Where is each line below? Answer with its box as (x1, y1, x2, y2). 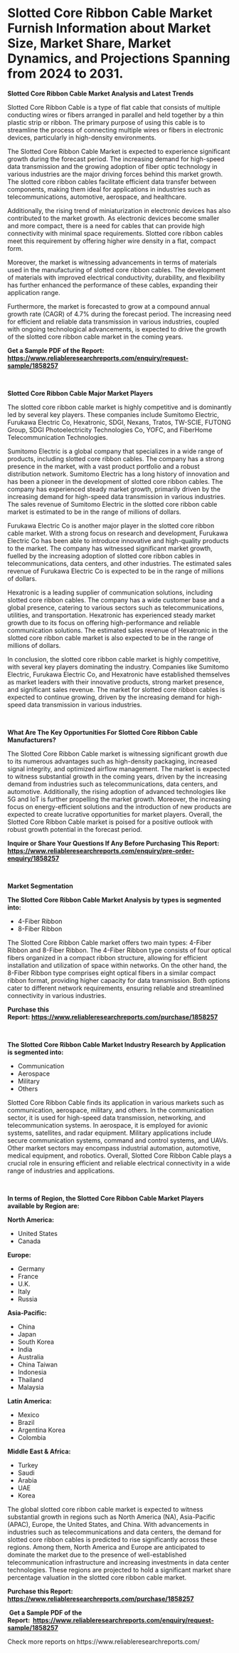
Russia (17, 1294, 38, 1303)
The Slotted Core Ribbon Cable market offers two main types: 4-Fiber (7, 938, 212, 947)
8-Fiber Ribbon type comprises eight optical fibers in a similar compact (7, 968, 216, 977)
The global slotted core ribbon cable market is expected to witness (7, 1505, 203, 1513)
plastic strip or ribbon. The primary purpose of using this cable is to (7, 118, 206, 126)
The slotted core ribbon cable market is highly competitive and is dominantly (7, 403, 232, 411)
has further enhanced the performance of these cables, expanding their (7, 280, 218, 289)
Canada (17, 1237, 41, 1245)
